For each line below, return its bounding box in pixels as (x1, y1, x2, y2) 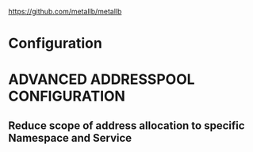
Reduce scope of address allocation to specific (8, 119, 245, 132)
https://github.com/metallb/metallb (8, 7, 122, 16)
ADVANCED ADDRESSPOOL (8, 70, 196, 89)
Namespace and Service (8, 131, 132, 145)
